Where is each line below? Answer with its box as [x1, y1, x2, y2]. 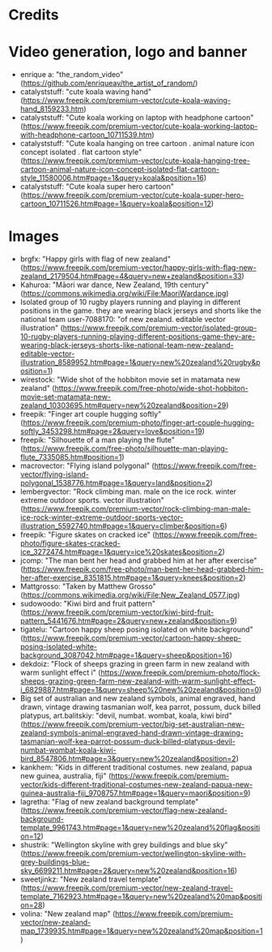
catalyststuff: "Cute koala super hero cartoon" [19, 182, 174, 191]
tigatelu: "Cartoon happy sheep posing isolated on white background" [19, 624, 253, 634]
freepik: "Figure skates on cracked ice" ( [19, 530, 155, 540]
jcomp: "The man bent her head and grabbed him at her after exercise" [19, 555, 257, 565]
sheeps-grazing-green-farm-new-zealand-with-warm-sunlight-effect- [19, 676, 257, 686]
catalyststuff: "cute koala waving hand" [19, 87, 152, 96]
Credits [8, 6, 59, 24]
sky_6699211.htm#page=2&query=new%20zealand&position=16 [19, 866, 235, 876]
